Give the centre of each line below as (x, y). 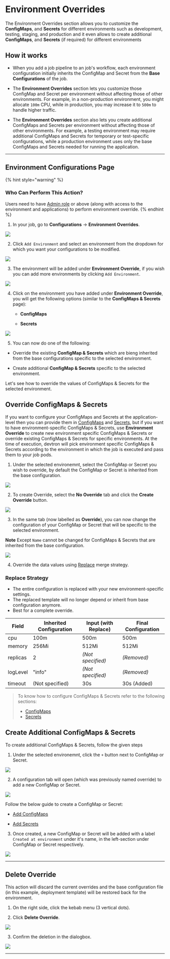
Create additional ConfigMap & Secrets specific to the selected (79, 368)
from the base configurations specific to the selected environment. (82, 358)
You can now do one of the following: (51, 343)
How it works (26, 56)
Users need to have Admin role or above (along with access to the (74, 203)
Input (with (100, 623)
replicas (17, 657)
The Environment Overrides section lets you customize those (77, 88)
